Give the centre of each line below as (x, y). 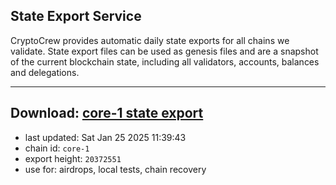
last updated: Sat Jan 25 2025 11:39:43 (105, 137)
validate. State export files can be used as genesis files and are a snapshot (164, 51)
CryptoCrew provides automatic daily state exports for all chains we (150, 40)
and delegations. (45, 72)
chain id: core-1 (57, 148)
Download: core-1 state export (107, 113)
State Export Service (76, 16)
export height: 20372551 (73, 158)
